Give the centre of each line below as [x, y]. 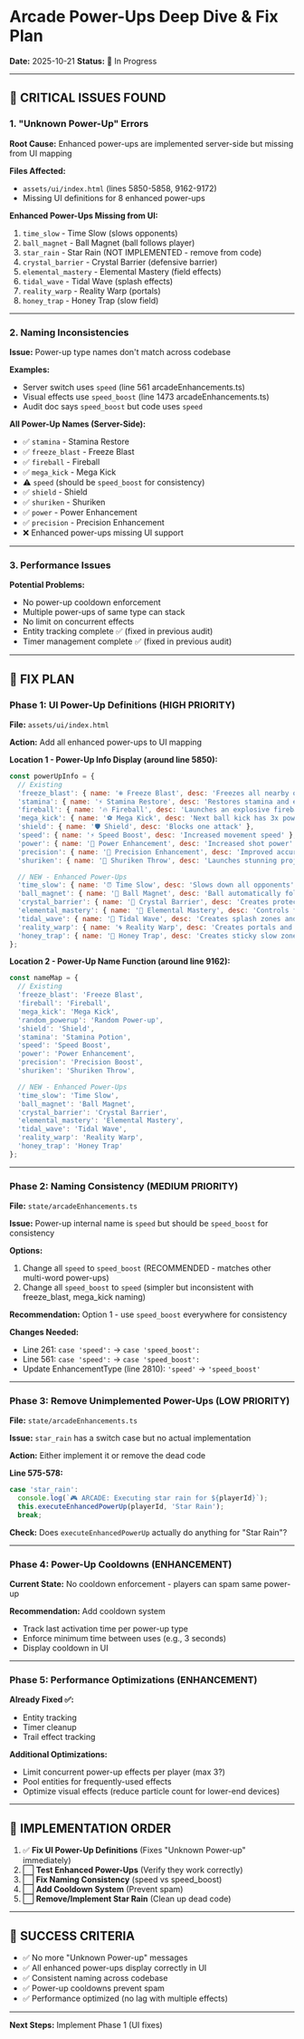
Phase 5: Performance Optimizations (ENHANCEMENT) [133, 1680]
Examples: [29, 370]
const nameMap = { [44, 978]
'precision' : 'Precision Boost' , [81, 1063]
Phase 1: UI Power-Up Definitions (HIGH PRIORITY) [122, 705]
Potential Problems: [47, 585]
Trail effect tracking [59, 1737]
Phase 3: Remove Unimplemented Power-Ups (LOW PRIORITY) [150, 1401]
